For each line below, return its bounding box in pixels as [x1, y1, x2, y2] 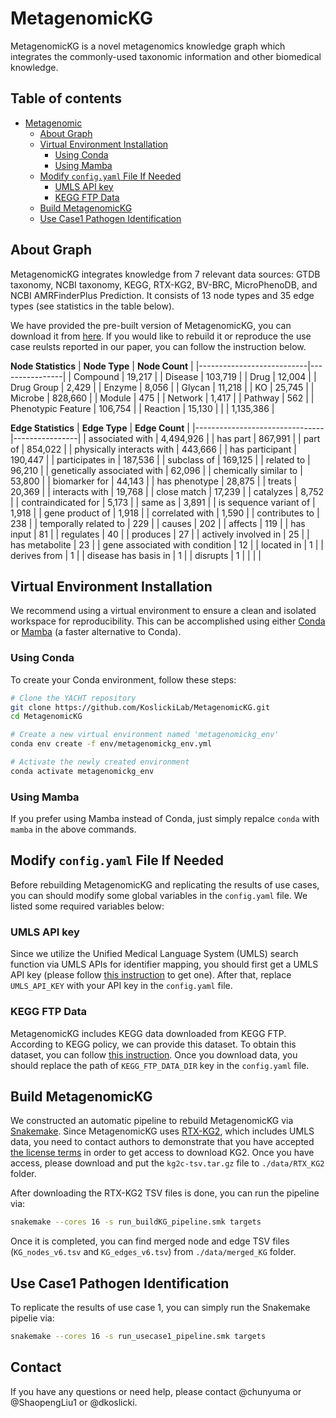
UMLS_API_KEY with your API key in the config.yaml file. [10, 980, 233, 992]
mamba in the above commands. [10, 823, 137, 836]
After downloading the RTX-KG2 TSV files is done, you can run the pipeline [10, 1187, 320, 1199]
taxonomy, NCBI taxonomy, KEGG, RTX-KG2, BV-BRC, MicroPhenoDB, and [10, 278, 318, 291]
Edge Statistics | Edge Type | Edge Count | [10, 422, 190, 434]
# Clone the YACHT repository [10, 693, 137, 703]
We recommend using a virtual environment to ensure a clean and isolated [10, 605, 317, 617]
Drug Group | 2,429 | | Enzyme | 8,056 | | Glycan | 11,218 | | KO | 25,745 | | [10, 381, 315, 393]
